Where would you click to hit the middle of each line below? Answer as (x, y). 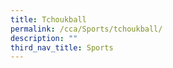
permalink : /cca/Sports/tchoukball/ (86, 29)
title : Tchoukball (48, 19)
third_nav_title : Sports (62, 47)
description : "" (44, 38)
